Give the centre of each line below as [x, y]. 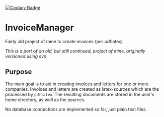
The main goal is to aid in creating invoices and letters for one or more [77, 84]
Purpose [19, 72]
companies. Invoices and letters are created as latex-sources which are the [82, 89]
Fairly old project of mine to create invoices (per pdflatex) [64, 41]
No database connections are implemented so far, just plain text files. [76, 109]
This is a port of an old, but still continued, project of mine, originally [75, 51]
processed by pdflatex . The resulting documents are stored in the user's [80, 94]
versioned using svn [26, 56]
